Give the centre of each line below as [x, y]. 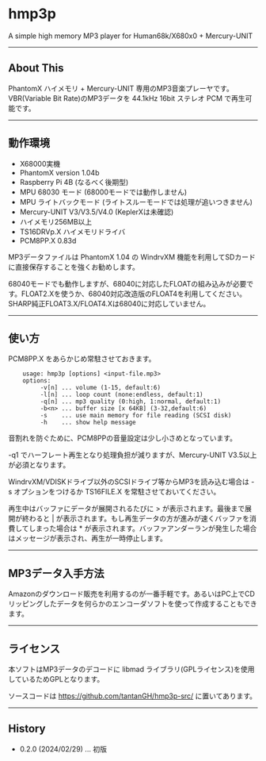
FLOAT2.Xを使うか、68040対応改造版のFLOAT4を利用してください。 [134, 294]
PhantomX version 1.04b [59, 172]
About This [36, 68]
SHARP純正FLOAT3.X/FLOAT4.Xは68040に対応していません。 [109, 303]
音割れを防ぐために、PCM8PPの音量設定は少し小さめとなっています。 [123, 438]
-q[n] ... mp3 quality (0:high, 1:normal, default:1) [131, 402]
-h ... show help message [88, 423]
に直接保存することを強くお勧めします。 [74, 267]
